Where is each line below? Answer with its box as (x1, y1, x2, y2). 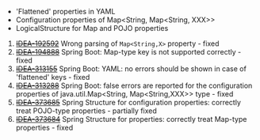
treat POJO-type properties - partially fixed (15, 106, 157, 115)
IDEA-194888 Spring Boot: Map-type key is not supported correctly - (15, 47, 242, 56)
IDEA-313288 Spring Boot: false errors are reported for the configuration (15, 81, 253, 90)
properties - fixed (15, 123, 74, 132)
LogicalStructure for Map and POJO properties (15, 24, 169, 32)
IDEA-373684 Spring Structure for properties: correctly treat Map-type (15, 115, 247, 123)
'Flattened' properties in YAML (15, 7, 116, 16)
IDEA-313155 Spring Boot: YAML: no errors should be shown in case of (15, 64, 247, 74)
